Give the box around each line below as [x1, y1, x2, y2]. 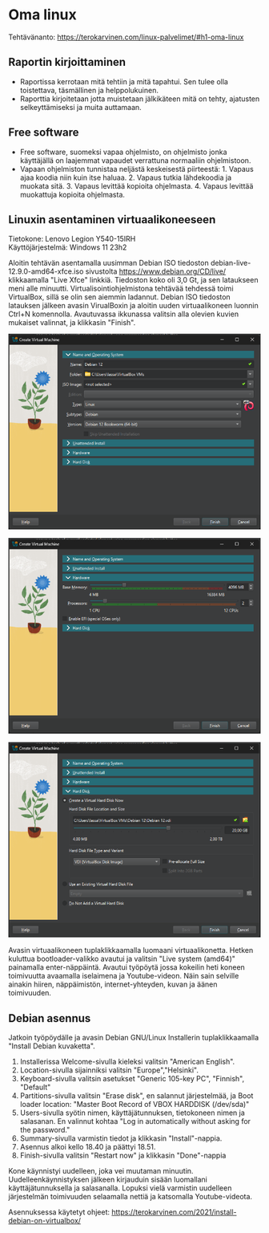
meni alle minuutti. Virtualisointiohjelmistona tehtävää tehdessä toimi [8, 283, 234, 294]
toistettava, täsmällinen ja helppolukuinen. [19, 85, 159, 95]
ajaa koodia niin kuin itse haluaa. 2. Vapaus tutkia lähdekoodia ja [19, 173, 232, 182]
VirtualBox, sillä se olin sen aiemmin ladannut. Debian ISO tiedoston [8, 292, 231, 302]
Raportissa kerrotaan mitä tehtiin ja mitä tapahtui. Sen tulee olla [19, 76, 228, 86]
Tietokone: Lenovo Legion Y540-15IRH [8, 234, 136, 244]
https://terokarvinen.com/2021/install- [111, 1207, 237, 1217]
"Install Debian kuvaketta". [8, 1041, 96, 1051]
